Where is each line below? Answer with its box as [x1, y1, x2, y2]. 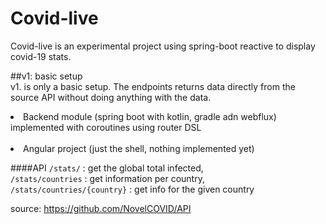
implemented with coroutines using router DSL [10, 121, 202, 133]
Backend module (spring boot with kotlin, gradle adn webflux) [23, 110, 277, 122]
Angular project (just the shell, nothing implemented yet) [23, 142, 255, 154]
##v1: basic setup [10, 70, 83, 82]
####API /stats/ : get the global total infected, [10, 162, 204, 174]
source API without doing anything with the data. [10, 91, 212, 103]
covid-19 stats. [10, 50, 72, 62]
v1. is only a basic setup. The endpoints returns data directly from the [10, 80, 296, 92]
